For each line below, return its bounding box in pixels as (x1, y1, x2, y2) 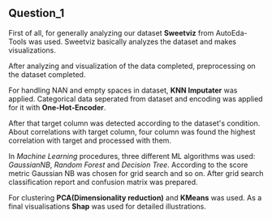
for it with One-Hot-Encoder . (8, 102, 106, 112)
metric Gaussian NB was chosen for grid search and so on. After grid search (8, 168, 264, 178)
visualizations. (8, 45, 57, 55)
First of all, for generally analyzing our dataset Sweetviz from (8, 28, 214, 37)
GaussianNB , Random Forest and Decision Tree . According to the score (8, 160, 248, 170)
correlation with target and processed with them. (8, 135, 172, 145)
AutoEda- (215, 28, 248, 37)
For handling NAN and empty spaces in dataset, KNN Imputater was (8, 85, 238, 95)
